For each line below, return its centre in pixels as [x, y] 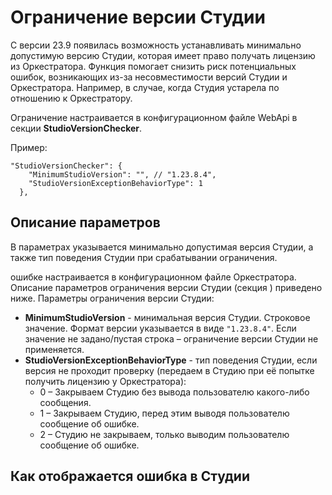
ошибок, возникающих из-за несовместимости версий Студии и [149, 77]
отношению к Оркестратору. [71, 98]
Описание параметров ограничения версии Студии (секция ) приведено [166, 287]
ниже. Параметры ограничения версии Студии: [112, 298]
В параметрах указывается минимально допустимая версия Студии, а [162, 247]
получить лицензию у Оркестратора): [105, 381]
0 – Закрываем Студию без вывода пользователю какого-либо [174, 392]
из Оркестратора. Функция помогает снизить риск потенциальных [153, 66]
